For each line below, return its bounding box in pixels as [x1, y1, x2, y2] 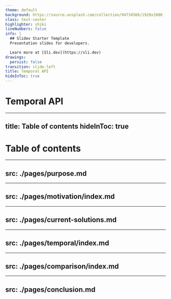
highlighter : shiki [5, 21, 47, 27]
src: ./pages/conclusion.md [5, 285, 96, 294]
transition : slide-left [5, 64, 56, 69]
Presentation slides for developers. [10, 41, 90, 46]
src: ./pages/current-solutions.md [5, 215, 117, 225]
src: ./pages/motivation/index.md [5, 192, 115, 201]
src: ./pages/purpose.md [5, 169, 87, 178]
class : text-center [5, 17, 47, 22]
